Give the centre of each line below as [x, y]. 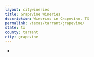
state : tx [15, 28]
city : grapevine [22, 37]
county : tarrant [22, 32]
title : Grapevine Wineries [33, 14]
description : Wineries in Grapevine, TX [47, 19]
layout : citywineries [27, 9]
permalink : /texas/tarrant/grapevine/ [45, 23]
